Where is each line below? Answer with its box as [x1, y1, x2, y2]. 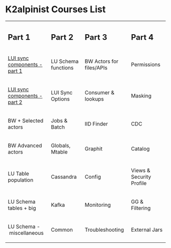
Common [50, 226, 73, 233]
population [8, 177, 34, 184]
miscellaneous [9, 230, 44, 237]
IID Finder [84, 120, 108, 128]
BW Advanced [8, 142, 42, 149]
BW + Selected [8, 117, 44, 125]
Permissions [131, 61, 161, 68]
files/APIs [84, 64, 108, 71]
